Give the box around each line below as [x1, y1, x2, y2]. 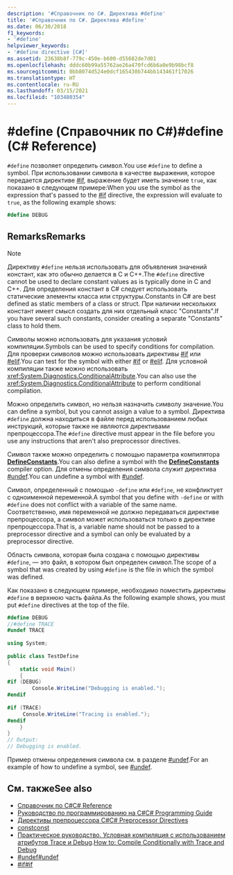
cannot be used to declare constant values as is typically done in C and [7, 277, 212, 285]
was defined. [7, 572, 44, 581]
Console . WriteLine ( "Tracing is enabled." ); [22, 711, 150, 718]
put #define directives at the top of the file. [7, 601, 130, 609]
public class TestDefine [7, 653, 79, 660]
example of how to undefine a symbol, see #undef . [7, 763, 153, 771]
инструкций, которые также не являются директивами [7, 422, 170, 430]
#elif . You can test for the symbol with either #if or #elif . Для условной [7, 357, 208, 365]
